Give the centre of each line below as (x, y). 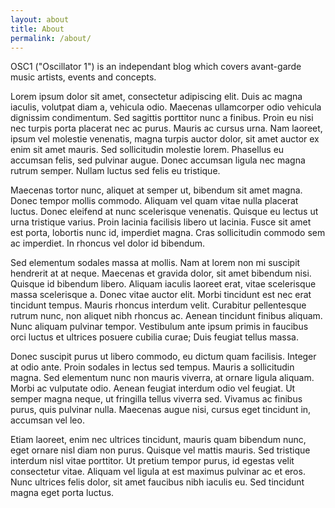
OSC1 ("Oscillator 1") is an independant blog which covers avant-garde (156, 67)
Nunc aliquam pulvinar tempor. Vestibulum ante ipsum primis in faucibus (159, 327)
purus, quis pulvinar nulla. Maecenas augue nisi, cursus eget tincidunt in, (161, 410)
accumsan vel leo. (47, 420)
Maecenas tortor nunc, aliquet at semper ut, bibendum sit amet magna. (156, 190)
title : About (37, 29)
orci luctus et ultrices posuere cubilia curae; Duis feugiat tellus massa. (154, 337)
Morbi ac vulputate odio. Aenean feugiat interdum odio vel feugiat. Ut (153, 388)
